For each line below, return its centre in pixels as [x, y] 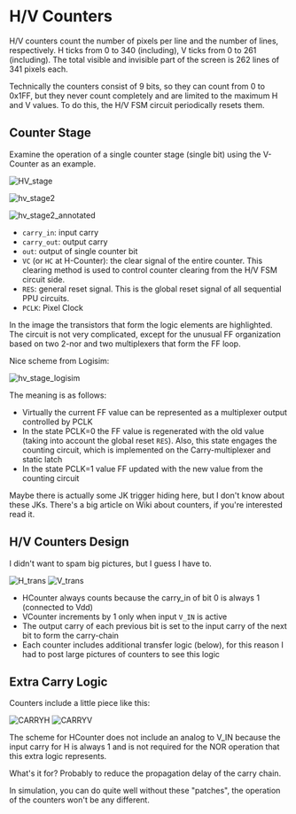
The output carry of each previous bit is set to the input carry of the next [155, 625]
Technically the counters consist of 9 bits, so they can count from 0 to [137, 86]
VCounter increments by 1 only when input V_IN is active [125, 616]
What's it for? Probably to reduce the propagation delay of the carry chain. [145, 773]
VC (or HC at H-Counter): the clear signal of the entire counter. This [142, 260]
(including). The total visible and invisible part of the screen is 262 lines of [144, 59]
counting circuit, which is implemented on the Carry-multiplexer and [146, 450]
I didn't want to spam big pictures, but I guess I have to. [111, 563]
